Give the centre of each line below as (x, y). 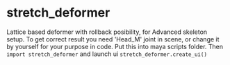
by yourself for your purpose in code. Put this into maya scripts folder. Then (115, 46)
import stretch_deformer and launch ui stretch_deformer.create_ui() (107, 54)
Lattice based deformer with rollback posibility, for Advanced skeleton (107, 32)
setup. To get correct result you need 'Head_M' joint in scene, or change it (113, 39)
